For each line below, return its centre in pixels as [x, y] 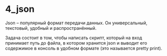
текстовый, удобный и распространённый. [51, 28]
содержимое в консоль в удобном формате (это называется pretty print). [84, 48]
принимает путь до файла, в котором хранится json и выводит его [76, 43]
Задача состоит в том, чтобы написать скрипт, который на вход [74, 38]
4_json [20, 9]
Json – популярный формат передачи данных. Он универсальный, [76, 23]
